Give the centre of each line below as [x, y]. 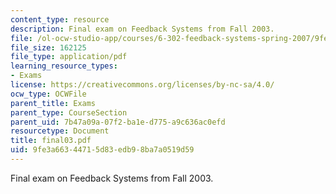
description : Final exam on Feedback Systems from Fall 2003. [142, 29]
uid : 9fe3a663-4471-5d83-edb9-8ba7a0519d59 [102, 150]
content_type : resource [60, 19]
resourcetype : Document [60, 131]
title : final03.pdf [51, 141]
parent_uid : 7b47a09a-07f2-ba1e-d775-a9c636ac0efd [118, 122]
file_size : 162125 [48, 47]
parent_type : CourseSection [69, 112]
